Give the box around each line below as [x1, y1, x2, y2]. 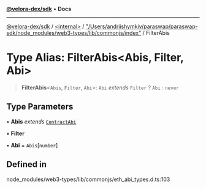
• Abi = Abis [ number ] [6, 141, 58, 149]
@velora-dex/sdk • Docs [6, 6, 72, 12]
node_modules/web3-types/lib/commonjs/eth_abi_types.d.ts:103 [6, 176, 170, 183]
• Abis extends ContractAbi [6, 117, 77, 125]
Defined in [6, 159, 47, 170]
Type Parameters [6, 102, 74, 112]
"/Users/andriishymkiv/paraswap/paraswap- [85, 23, 198, 30]
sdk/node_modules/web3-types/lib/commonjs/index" [6, 29, 142, 36]
